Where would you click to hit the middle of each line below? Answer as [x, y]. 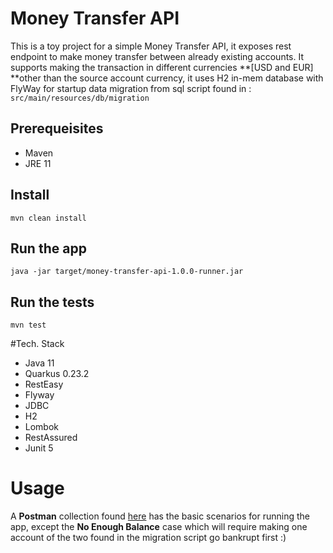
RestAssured [51, 438]
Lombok [42, 427]
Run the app [48, 248]
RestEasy [44, 384]
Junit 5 [39, 448]
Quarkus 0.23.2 [57, 374]
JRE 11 [38, 163]
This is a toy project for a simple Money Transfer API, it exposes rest [151, 46]
